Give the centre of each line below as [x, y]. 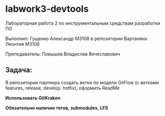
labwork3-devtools [47, 9]
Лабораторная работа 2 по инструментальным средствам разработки [83, 23]
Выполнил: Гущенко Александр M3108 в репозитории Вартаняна [76, 38]
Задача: [19, 70]
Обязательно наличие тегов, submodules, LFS [57, 108]
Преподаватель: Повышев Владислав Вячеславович [63, 54]
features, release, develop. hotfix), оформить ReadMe [63, 88]
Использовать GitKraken [33, 98]
